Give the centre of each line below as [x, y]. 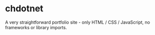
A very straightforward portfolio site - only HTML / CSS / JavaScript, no [78, 22]
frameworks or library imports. [36, 27]
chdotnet [24, 9]
